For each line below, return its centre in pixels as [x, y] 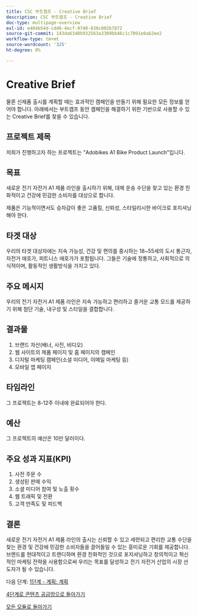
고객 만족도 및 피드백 [38, 504]
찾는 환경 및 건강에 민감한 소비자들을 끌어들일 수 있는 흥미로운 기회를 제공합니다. [98, 547]
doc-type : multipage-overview [43, 22]
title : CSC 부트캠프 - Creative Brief [51, 12]
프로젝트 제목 [29, 137]
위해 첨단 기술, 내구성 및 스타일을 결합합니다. [63, 309]
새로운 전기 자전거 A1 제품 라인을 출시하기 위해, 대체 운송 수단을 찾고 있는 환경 [95, 188]
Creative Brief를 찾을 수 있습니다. [51, 116]
